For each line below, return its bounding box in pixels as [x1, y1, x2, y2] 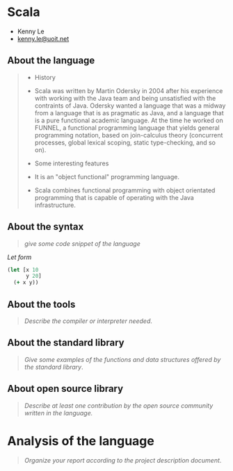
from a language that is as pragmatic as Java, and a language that [34, 108, 224, 117]
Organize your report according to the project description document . [24, 456, 222, 464]
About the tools [7, 298, 76, 310]
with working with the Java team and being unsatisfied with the [34, 94, 216, 102]
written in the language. [24, 408, 93, 417]
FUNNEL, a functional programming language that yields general [34, 123, 220, 132]
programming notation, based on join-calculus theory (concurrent [34, 131, 223, 139]
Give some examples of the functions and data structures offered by [24, 355, 221, 363]
